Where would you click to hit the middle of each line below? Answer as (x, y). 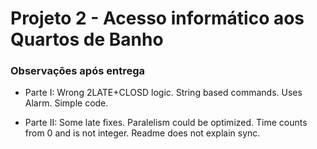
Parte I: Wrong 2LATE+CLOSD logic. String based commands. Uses (163, 93)
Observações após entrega (77, 71)
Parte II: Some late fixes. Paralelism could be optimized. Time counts (166, 123)
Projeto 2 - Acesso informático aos (157, 18)
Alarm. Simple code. (66, 103)
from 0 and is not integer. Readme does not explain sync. (142, 133)
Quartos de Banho (87, 39)
